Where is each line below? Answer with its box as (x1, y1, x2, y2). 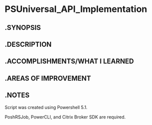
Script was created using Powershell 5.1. (4, 104, 88, 110)
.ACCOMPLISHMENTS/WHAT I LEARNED (4, 57, 134, 66)
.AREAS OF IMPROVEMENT (4, 74, 91, 83)
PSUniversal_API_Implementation (4, 3, 147, 15)
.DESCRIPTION (4, 40, 52, 48)
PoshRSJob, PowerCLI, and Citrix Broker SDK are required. (4, 114, 126, 120)
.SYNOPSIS (4, 23, 41, 32)
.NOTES (4, 91, 30, 100)
